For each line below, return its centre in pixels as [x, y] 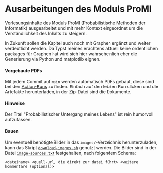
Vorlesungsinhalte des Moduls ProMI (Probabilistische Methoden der [75, 23]
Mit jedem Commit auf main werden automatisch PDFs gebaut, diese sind [80, 82]
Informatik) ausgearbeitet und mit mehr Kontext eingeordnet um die [74, 28]
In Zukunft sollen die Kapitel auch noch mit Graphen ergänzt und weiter [78, 43]
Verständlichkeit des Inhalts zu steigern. [46, 33]
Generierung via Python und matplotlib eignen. [53, 59]
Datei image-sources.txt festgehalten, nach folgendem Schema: [71, 153]
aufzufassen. [19, 120]
